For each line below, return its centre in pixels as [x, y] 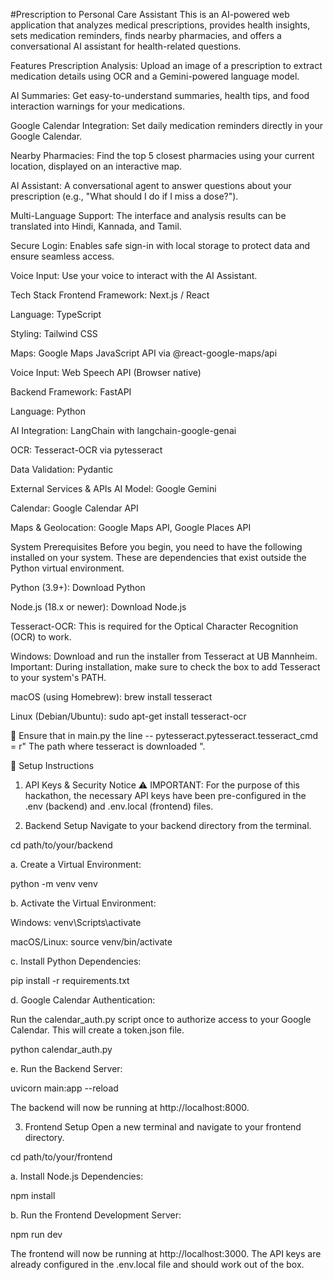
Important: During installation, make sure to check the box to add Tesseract [165, 667]
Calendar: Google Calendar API [74, 508]
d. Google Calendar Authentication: [83, 1000]
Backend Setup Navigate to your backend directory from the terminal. [168, 825]
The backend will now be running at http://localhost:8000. [130, 1107]
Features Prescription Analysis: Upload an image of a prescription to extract [166, 65]
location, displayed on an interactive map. [96, 166]
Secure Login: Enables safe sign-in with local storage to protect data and [160, 245]
